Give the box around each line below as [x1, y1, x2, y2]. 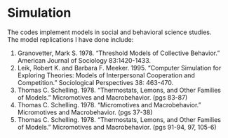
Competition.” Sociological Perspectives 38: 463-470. [17, 78, 174, 86]
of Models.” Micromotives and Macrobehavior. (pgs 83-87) [17, 93, 188, 102]
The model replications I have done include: [7, 35, 134, 43]
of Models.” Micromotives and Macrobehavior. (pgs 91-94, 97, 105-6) [17, 123, 217, 131]
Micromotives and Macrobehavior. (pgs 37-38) [17, 108, 153, 116]
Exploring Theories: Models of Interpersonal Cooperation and [17, 71, 195, 79]
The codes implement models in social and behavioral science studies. [7, 28, 212, 36]
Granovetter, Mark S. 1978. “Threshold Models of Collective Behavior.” [17, 49, 220, 57]
